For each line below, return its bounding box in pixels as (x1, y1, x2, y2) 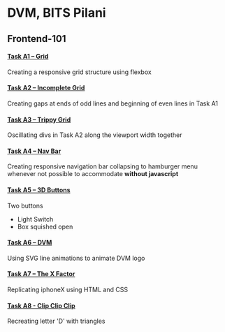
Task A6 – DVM (7, 238, 52, 247)
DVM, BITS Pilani (7, 5, 106, 21)
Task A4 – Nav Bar (7, 147, 61, 155)
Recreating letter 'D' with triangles (7, 317, 106, 326)
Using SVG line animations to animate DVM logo (7, 254, 145, 262)
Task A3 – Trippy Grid (7, 115, 71, 124)
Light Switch (17, 215, 54, 223)
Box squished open (17, 222, 73, 231)
